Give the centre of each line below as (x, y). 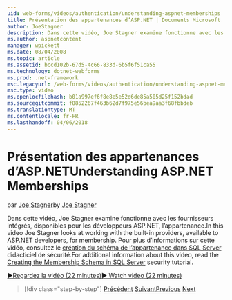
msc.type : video (30, 90)
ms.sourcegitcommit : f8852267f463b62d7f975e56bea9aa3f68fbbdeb (100, 103)
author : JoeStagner (35, 26)
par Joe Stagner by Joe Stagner (52, 205)
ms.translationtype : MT (41, 110)
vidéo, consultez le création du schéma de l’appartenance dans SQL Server (115, 248)
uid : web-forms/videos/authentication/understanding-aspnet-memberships (114, 13)
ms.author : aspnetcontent (44, 39)
